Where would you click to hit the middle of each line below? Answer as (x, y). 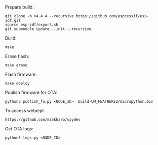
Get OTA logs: (19, 129)
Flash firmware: (21, 74)
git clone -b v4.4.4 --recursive (39, 16)
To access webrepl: (25, 111)
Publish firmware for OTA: (31, 92)
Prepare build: (20, 7)
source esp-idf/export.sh (32, 25)
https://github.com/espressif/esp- (112, 16)
